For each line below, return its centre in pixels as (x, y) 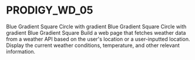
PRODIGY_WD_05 (50, 10)
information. (21, 51)
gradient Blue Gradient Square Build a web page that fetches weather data (96, 32)
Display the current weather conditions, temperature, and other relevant (93, 45)
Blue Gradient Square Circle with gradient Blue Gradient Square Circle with (96, 26)
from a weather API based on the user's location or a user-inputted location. (98, 39)
